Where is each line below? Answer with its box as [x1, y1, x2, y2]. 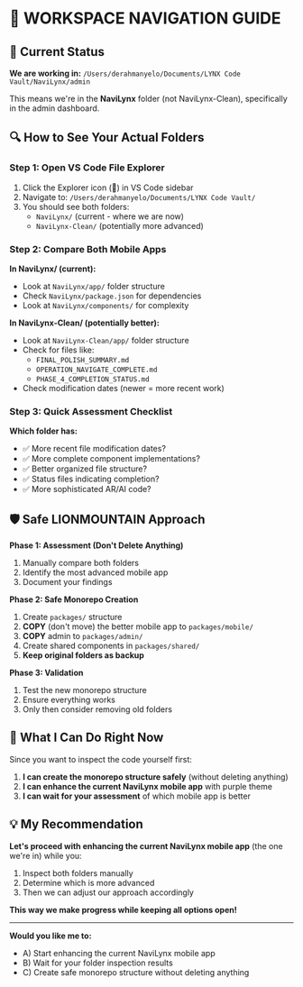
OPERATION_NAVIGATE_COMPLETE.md [35, 365, 158, 374]
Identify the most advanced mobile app [22, 567, 169, 578]
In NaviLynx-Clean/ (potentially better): [9, 317, 161, 328]
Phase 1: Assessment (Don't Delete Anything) [9, 540, 184, 551]
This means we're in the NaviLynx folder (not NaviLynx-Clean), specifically [9, 94, 289, 104]
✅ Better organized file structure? [22, 463, 147, 474]
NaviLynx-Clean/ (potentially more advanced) [35, 220, 205, 231]
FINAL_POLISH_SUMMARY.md [35, 355, 130, 364]
